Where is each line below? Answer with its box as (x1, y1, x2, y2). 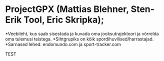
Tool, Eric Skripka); (23, 14, 104, 25)
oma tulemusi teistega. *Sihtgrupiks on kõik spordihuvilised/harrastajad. (5, 36, 154, 42)
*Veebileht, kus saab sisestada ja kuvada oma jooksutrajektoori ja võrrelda (5, 30, 159, 36)
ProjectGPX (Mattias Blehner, (5, 3, 129, 15)
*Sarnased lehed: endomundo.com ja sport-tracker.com (5, 41, 121, 47)
